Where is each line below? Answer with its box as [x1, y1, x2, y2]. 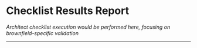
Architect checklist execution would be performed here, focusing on [6, 23, 171, 30]
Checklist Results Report [6, 4, 130, 18]
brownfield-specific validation [6, 29, 79, 36]
